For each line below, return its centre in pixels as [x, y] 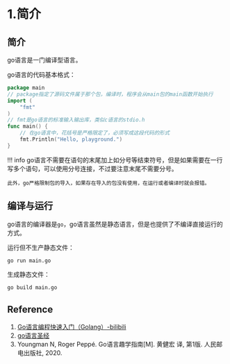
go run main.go [29, 261]
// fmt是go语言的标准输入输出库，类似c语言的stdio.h [76, 120]
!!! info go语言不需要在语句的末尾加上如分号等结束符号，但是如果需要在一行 [115, 159]
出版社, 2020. [43, 353]
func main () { [28, 127]
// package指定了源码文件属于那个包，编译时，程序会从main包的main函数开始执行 [110, 94]
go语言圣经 [33, 336]
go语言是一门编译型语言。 [44, 60]
